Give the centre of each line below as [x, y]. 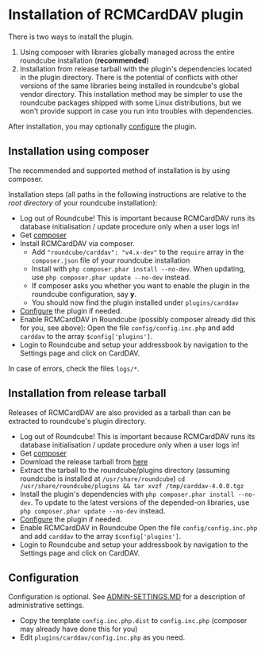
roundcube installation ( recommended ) [84, 60]
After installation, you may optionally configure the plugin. [102, 126]
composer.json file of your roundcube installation [111, 260]
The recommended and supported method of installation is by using [119, 170]
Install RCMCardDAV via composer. [77, 243]
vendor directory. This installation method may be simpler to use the [131, 94]
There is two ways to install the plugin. [71, 37]
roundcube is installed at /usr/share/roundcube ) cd [102, 479]
